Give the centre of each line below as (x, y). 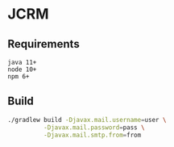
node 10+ (22, 69)
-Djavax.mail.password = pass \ (94, 127)
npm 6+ (19, 77)
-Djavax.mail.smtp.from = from (92, 135)
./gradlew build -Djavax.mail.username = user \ (87, 120)
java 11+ (22, 62)
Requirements (43, 44)
